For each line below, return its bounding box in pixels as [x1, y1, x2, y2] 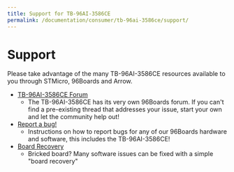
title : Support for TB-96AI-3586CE [7, 10, 111, 17]
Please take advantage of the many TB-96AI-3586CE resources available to [7, 70, 226, 78]
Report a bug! [17, 120, 57, 129]
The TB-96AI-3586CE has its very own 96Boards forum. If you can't [27, 98, 225, 107]
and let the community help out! [27, 113, 120, 121]
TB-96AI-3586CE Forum [17, 91, 89, 99]
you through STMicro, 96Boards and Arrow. [7, 77, 133, 86]
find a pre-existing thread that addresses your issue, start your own [27, 105, 222, 114]
